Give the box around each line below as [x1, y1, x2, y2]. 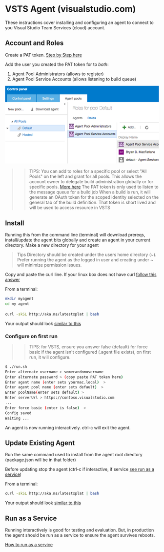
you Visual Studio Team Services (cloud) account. [5, 24, 105, 30]
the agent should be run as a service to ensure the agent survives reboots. [5, 532, 155, 538]
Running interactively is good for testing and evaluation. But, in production [5, 527, 154, 533]
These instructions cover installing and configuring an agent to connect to [5, 20, 154, 25]
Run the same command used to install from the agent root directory [5, 452, 143, 458]
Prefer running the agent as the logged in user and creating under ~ [17, 257, 154, 263]
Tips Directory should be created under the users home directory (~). [17, 252, 157, 257]
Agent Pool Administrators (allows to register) [12, 71, 104, 77]
